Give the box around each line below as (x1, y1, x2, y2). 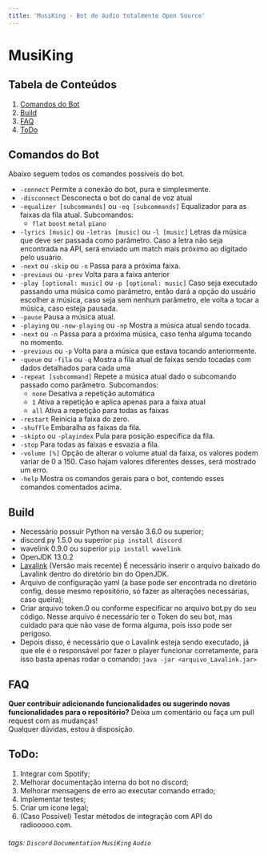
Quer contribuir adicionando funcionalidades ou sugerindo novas (8, 699, 230, 708)
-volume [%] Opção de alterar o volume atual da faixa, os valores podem (19, 448, 258, 458)
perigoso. (19, 629, 52, 639)
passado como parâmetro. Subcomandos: (19, 380, 159, 390)
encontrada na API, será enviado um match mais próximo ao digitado (19, 244, 248, 254)
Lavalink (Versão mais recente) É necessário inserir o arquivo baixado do (19, 561, 261, 571)
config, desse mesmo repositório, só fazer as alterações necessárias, (19, 586, 250, 596)
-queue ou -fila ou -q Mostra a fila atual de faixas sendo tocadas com (19, 355, 252, 364)
